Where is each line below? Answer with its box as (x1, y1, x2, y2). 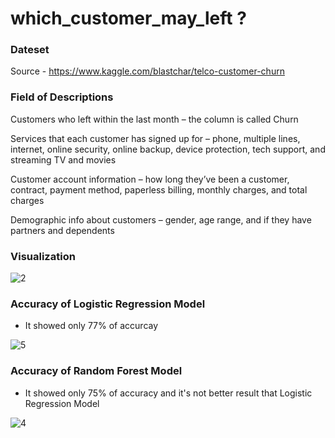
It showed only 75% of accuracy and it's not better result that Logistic (24, 387, 313, 399)
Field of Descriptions (10, 90, 114, 104)
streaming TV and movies (10, 153, 117, 166)
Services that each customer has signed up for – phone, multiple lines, (10, 132, 301, 144)
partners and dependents (10, 224, 115, 236)
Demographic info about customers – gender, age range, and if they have (10, 213, 312, 226)
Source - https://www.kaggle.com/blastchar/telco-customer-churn (10, 65, 285, 77)
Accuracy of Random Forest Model (10, 364, 183, 378)
